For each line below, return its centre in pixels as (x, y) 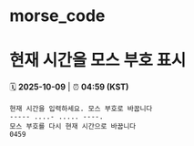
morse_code (57, 16)
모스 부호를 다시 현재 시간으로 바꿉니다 (73, 127)
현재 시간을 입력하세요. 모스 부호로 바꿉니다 (81, 109)
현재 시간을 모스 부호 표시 (98, 61)
